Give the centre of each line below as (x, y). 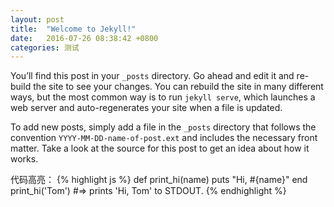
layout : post (37, 19)
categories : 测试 (45, 47)
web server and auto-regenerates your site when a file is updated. (146, 108)
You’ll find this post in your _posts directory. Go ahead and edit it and (152, 76)
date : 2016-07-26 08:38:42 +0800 (84, 38)
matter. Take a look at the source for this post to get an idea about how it (160, 148)
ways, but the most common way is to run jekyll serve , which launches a (163, 97)
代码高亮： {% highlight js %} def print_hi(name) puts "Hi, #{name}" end (159, 180)
